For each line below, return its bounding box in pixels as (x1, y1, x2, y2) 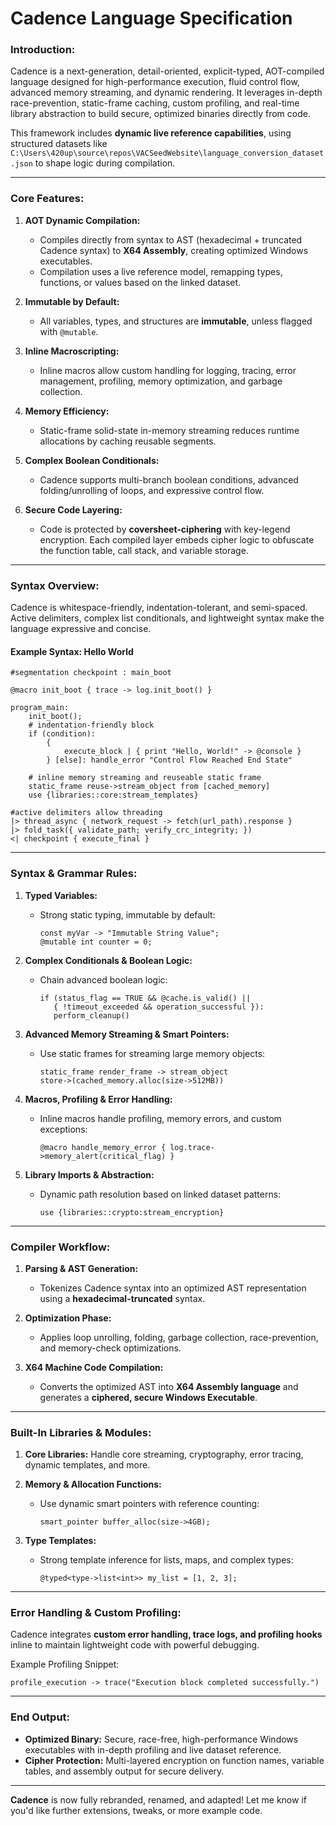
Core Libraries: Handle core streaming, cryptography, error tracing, (24, 1448, 304, 1461)
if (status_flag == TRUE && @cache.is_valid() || (39, 993, 252, 1003)
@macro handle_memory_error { (39, 1142, 167, 1152)
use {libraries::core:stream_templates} (28, 790, 199, 801)
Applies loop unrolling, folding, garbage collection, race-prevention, (39, 1331, 319, 1343)
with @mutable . (39, 325, 99, 337)
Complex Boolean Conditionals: (24, 454, 160, 466)
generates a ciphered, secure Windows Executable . (39, 1391, 258, 1403)
